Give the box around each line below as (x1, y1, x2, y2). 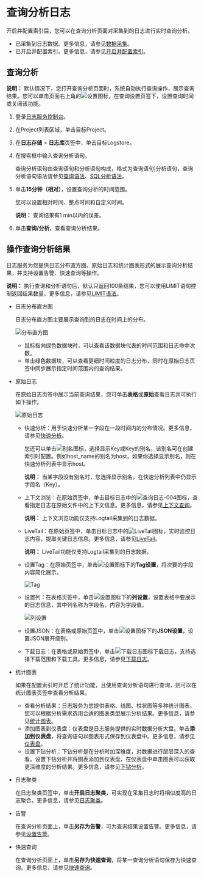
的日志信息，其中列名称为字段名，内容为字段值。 (24, 601, 147, 608)
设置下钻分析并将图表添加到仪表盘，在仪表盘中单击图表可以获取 (35, 755, 195, 763)
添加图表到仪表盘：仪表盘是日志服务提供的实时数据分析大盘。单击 (24, 725, 190, 732)
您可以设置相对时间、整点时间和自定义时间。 (15, 198, 128, 205)
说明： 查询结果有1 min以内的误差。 (15, 211, 105, 219)
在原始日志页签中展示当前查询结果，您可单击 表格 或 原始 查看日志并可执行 (15, 391, 197, 398)
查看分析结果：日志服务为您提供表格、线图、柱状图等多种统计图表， (24, 702, 195, 709)
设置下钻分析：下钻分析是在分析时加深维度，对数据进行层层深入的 (24, 747, 190, 755)
